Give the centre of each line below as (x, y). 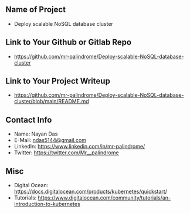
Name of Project (35, 10)
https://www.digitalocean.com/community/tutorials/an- (104, 198)
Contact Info (29, 120)
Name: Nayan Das (36, 134)
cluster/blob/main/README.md (51, 102)
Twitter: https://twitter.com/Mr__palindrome (66, 153)
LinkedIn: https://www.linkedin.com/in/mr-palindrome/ (79, 147)
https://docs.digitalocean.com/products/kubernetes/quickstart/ (91, 192)
